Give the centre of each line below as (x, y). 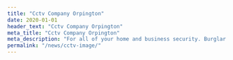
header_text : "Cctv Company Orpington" (65, 26)
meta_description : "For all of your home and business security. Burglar (117, 39)
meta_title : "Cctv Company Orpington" (63, 33)
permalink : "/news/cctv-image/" (54, 46)
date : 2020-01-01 (32, 20)
